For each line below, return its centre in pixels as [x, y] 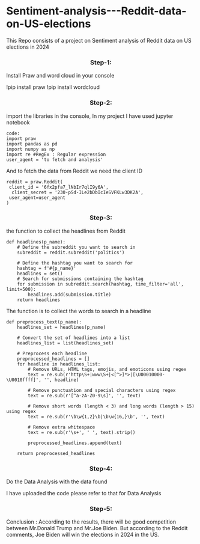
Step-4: [101, 468]
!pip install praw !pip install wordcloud [53, 87]
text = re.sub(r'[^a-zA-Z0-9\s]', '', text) [84, 396]
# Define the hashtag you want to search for [75, 263]
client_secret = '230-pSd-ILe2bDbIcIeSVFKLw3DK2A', [78, 192]
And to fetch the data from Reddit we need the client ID [74, 171]
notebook [18, 122]
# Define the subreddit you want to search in [76, 247]
